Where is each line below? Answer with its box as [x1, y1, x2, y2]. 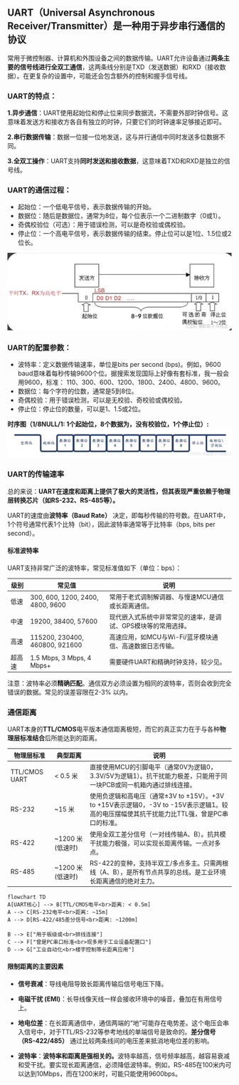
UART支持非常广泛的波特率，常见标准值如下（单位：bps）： [7, 564, 182, 572]
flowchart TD [7, 893, 46, 901]
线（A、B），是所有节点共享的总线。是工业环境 [90, 868, 226, 876]
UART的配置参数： [7, 343, 72, 353]
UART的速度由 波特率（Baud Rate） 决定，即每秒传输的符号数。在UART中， [7, 511, 230, 519]
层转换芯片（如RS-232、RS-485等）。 [7, 496, 119, 504]
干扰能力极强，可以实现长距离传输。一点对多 [90, 839, 221, 847]
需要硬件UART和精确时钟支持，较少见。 [109, 658, 226, 666]
